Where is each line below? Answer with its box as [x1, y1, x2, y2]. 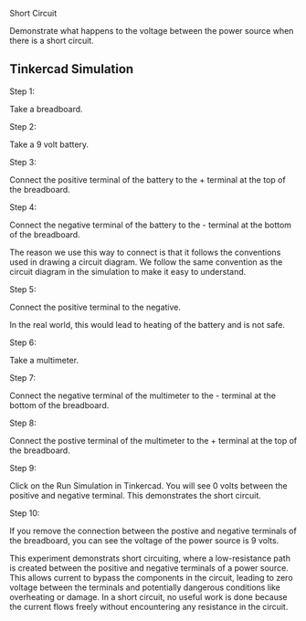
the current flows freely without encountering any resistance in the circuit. [9, 601, 289, 612]
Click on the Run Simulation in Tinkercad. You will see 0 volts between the [9, 479, 288, 491]
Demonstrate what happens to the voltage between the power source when [9, 26, 294, 36]
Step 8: [9, 417, 37, 428]
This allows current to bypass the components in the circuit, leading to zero [9, 572, 294, 583]
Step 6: [9, 337, 37, 348]
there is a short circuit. [9, 36, 94, 46]
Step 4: [9, 201, 37, 213]
